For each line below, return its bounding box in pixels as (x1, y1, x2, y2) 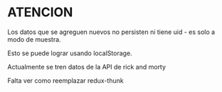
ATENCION (7, 4, 73, 21)
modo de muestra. (7, 35, 62, 43)
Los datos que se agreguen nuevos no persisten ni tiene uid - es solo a (7, 28, 216, 36)
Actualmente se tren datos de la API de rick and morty (7, 62, 166, 71)
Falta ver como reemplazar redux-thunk (7, 76, 124, 85)
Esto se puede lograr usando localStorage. (7, 49, 133, 57)
